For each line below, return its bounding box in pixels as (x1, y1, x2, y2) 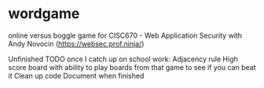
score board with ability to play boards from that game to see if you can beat (8, 62, 256, 71)
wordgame (8, 5, 80, 23)
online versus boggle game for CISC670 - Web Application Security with (8, 31, 242, 40)
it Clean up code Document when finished (8, 71, 145, 80)
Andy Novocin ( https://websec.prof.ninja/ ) (8, 38, 145, 48)
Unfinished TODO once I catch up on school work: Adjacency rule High (8, 54, 238, 64)
